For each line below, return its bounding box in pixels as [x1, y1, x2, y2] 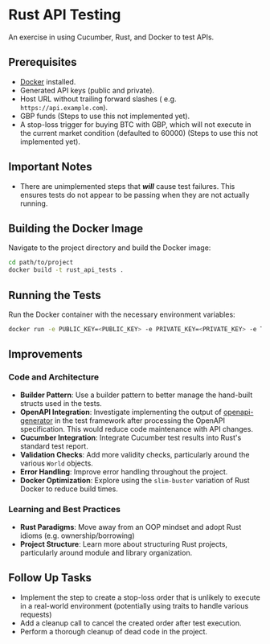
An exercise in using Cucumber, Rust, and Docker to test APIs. [8, 32, 215, 42]
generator [19, 416, 54, 425]
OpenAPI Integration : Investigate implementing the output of [19, 407, 223, 416]
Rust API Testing [8, 6, 121, 24]
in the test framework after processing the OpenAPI [55, 416, 225, 425]
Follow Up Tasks [8, 571, 92, 585]
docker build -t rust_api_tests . [8, 266, 125, 274]
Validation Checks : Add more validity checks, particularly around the [19, 449, 250, 459]
